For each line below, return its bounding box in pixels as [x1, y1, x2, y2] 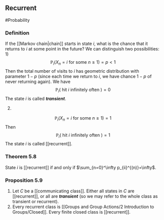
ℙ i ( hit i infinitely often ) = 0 [55, 87, 111, 93]
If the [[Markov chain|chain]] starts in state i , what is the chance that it [5, 41, 148, 46]
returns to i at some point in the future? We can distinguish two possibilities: [5, 46, 160, 52]
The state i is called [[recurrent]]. [5, 141, 73, 147]
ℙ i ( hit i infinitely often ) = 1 [56, 132, 110, 139]
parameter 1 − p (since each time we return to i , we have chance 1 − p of [5, 73, 152, 79]
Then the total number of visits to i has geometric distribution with [5, 68, 139, 74]
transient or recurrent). [12, 198, 59, 204]
